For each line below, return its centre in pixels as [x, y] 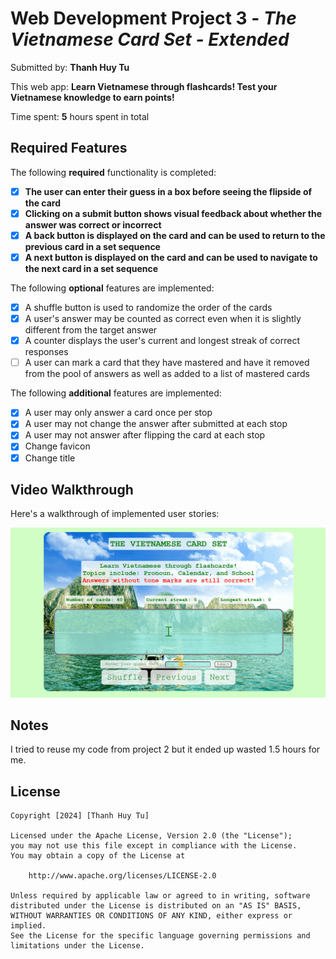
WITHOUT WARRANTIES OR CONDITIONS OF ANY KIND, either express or [151, 916]
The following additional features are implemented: [116, 393]
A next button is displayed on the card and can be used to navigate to [171, 257]
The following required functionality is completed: [113, 172]
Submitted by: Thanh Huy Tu [70, 67]
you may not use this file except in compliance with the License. [154, 846]
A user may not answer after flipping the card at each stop [145, 435]
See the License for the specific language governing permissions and [160, 936]
